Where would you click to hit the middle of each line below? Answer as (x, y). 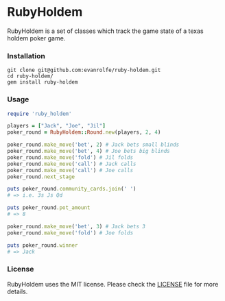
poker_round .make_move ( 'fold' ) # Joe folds (70, 233)
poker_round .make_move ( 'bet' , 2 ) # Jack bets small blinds (93, 145)
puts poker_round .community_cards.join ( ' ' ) (72, 189)
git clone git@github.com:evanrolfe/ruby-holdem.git (84, 70)
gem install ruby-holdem (43, 82)
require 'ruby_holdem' (39, 114)
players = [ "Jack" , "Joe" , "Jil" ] (57, 126)
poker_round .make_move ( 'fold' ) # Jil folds (70, 157)
